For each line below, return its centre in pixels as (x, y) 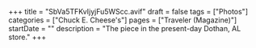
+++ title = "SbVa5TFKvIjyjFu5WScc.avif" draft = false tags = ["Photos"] (128, 12)
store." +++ (27, 37)
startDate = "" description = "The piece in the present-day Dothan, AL (125, 28)
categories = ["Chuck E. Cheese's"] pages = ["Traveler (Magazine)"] (123, 20)
